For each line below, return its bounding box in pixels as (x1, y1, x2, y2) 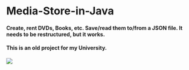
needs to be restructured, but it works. (6, 31, 106, 38)
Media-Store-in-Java (6, 4, 115, 18)
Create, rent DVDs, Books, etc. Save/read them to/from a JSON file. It (6, 24, 183, 31)
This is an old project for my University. (6, 44, 107, 51)
